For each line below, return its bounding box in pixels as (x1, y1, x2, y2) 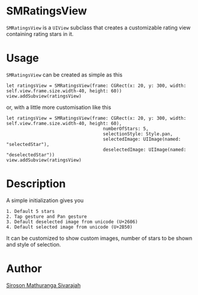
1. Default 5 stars (6, 208, 55, 214)
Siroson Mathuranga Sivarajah (6, 281, 81, 288)
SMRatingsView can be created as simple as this (6, 71, 123, 78)
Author (6, 262, 42, 275)
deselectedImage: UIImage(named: (103, 147, 187, 153)
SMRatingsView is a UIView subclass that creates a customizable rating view (6, 24, 191, 31)
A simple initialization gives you (6, 196, 84, 204)
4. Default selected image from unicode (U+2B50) (6, 224, 133, 230)
